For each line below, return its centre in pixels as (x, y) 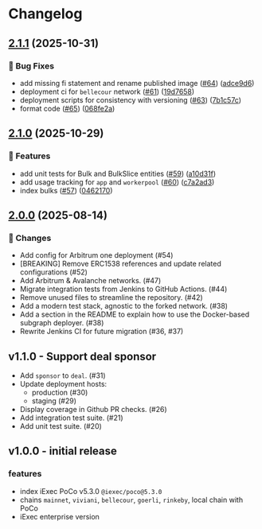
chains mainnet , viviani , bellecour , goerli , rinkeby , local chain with (131, 500)
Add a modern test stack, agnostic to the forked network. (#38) (124, 306)
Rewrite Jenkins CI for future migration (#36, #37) (102, 332)
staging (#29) (54, 401)
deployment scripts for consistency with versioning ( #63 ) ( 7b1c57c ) (130, 99)
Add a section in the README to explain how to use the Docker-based (135, 314)
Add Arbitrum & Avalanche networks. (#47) (90, 281)
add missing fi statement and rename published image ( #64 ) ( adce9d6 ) (137, 83)
